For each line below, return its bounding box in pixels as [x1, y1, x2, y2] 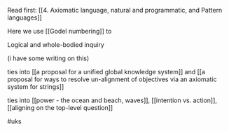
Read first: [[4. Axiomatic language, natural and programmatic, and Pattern [7, 6, 223, 14]
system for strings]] [7, 83, 64, 90]
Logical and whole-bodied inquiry [7, 41, 105, 48]
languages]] [7, 13, 42, 22]
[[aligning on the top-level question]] [7, 104, 113, 111]
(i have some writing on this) [7, 54, 90, 62]
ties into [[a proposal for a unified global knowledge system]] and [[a [7, 68, 205, 76]
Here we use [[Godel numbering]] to [7, 27, 112, 35]
